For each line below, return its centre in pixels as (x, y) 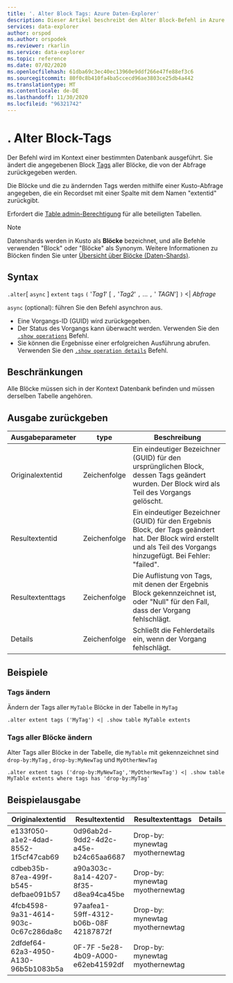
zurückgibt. (24, 200)
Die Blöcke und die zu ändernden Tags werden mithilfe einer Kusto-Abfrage (115, 185)
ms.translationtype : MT (42, 85)
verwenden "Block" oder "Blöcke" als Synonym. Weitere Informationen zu (113, 248)
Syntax (23, 277)
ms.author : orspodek (37, 40)
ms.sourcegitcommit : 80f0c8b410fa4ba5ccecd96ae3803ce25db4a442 (101, 78)
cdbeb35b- (30, 869)
